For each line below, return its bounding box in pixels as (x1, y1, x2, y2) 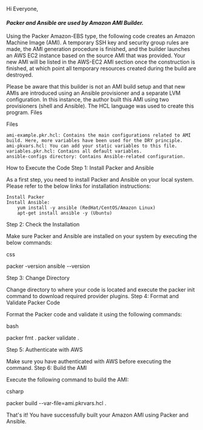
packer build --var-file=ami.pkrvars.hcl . (6, 400, 107, 407)
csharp (6, 388, 24, 395)
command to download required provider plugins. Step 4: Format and (6, 293, 179, 300)
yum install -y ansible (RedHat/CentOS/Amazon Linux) (17, 205, 156, 211)
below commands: (6, 239, 53, 247)
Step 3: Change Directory (6, 275, 70, 282)
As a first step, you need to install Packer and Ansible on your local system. (6, 176, 195, 183)
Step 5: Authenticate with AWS (6, 346, 83, 353)
